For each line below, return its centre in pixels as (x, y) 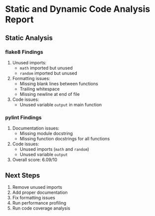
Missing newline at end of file (50, 94)
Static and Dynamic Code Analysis (78, 9)
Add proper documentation (40, 192)
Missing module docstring (46, 133)
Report (19, 20)
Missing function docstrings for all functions (65, 139)
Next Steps (23, 175)
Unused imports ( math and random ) (54, 149)
